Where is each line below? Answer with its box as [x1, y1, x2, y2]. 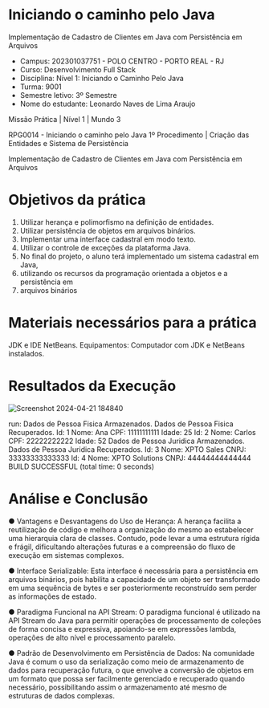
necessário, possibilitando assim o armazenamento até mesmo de [8, 682, 227, 692]
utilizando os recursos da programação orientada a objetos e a [19, 268, 228, 278]
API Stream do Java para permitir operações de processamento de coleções [8, 616, 262, 625]
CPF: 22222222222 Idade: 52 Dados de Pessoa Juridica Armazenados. [8, 436, 245, 446]
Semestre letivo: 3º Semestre [19, 90, 118, 100]
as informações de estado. [8, 592, 97, 601]
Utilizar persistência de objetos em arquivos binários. [19, 226, 196, 235]
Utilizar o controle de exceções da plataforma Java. [19, 242, 191, 252]
